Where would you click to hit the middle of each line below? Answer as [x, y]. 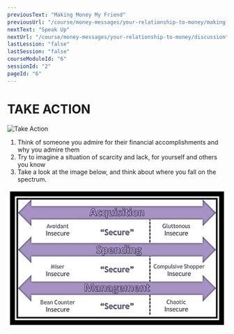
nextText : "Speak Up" [39, 29]
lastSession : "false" [39, 52]
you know [31, 164]
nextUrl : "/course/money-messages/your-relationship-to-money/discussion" [118, 37]
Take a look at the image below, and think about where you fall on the [117, 172]
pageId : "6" [24, 73]
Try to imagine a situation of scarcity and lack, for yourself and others [117, 157]
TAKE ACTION [49, 109]
